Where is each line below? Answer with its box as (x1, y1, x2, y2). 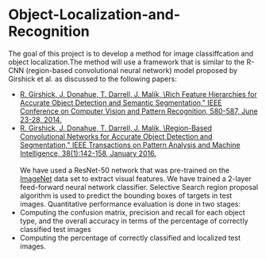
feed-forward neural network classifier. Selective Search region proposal (19, 182, 259, 191)
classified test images (19, 224, 91, 234)
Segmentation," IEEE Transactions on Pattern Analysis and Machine (19, 140, 241, 149)
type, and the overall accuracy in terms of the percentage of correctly (19, 216, 249, 226)
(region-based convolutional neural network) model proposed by (25, 65, 238, 75)
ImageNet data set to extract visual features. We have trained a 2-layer (19, 173, 252, 184)
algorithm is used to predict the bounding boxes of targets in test (19, 191, 233, 200)
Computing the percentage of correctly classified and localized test (19, 233, 241, 242)
